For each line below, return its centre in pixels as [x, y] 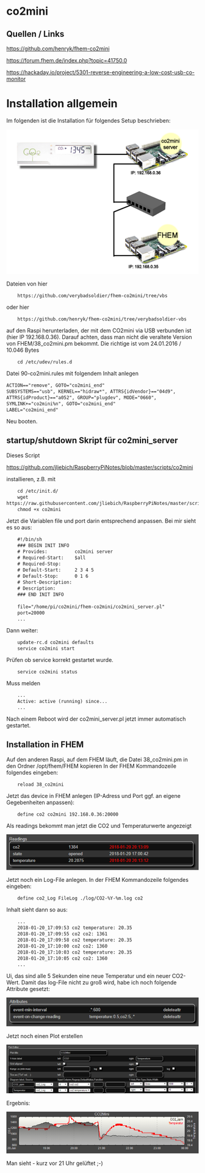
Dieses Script [23, 455]
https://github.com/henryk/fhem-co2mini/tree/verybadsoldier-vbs [102, 319]
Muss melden [23, 683]
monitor [16, 79]
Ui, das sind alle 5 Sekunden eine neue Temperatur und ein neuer [88, 976]
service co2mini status [48, 672]
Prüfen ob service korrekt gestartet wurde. [60, 659]
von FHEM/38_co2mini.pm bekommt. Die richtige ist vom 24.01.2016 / [94, 343]
